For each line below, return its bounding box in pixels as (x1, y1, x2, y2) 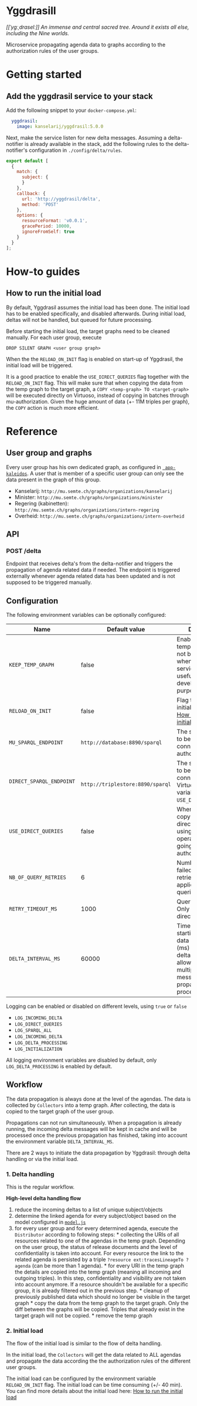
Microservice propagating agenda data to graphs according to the (6, 41, 166, 48)
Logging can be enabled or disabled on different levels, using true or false (6, 1003, 187, 1010)
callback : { (16, 191, 46, 196)
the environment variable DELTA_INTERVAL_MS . (6, 1137, 114, 1145)
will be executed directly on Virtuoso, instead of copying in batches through (6, 392, 189, 399)
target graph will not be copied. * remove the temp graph (14, 1312, 152, 1319)
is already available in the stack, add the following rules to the (24, 140, 174, 147)
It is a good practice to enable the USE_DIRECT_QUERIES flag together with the (6, 373, 189, 380)
